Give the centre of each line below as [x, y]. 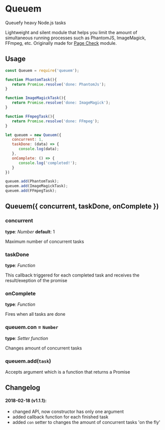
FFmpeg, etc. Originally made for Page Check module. [61, 43]
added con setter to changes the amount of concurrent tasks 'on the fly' [86, 422]
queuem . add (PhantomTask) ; [32, 182]
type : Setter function [27, 338]
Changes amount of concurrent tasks [44, 348]
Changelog [23, 388]
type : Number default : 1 [30, 231]
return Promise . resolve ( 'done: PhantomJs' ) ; [59, 84]
